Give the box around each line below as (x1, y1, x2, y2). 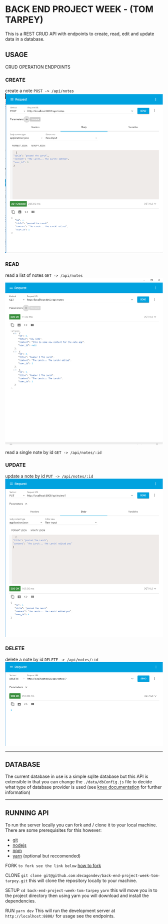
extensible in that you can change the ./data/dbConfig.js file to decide (5, 779, 152, 785)
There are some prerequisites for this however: (5, 827, 102, 833)
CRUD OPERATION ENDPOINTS (5, 64, 71, 70)
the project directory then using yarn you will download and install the (5, 892, 149, 899)
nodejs (12, 842, 26, 848)
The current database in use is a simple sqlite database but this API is (5, 773, 148, 779)
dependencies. (5, 898, 36, 904)
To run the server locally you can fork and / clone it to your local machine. (5, 822, 157, 828)
